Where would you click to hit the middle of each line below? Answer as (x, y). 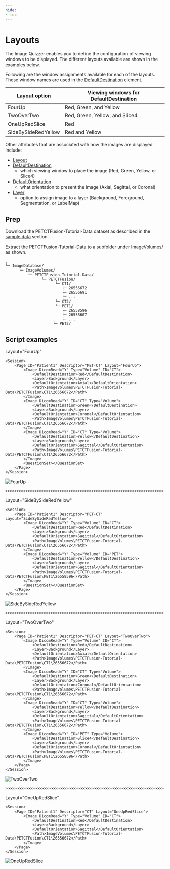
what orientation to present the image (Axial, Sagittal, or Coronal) (88, 187)
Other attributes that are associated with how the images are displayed (79, 145)
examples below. (23, 65)
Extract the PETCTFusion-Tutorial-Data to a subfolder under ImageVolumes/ (84, 247)
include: (14, 150)
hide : (11, 10)
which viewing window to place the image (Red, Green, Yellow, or (88, 171)
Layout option (34, 96)
